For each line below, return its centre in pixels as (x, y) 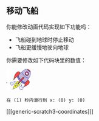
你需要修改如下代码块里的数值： (46, 60)
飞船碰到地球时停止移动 (44, 40)
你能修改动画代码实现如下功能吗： (49, 27)
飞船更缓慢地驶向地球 (42, 47)
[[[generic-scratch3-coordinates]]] (50, 111)
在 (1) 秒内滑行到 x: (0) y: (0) (46, 100)
